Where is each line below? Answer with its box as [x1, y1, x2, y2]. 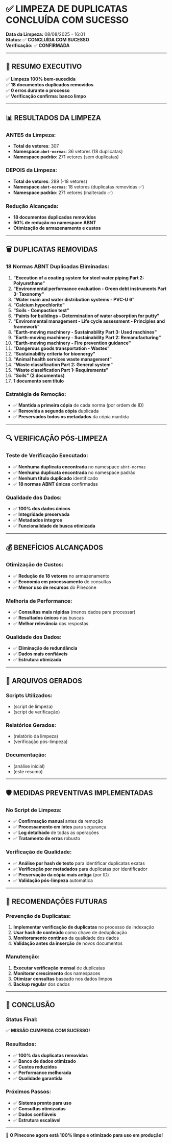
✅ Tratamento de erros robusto [13, 836, 81, 842]
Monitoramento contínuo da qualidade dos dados [13, 935, 119, 941]
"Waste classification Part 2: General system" [13, 361, 113, 368]
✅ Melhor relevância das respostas [13, 620, 89, 626]
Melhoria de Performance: [6, 597, 72, 604]
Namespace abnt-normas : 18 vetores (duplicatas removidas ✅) [13, 183, 144, 189]
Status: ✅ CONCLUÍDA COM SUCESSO [6, 36, 90, 42]
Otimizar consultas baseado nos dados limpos [13, 975, 113, 982]
